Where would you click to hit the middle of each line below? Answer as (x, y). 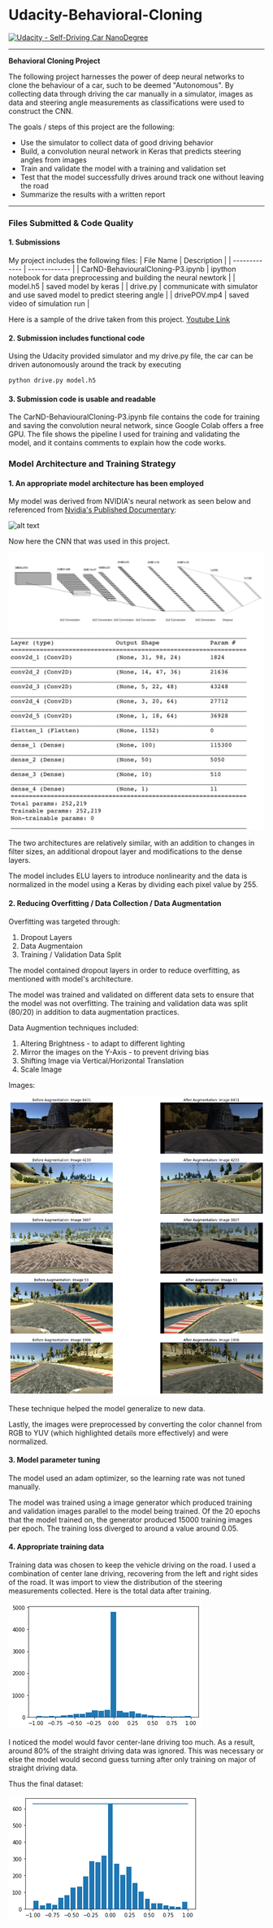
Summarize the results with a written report (93, 194)
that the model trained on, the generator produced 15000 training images (131, 1519)
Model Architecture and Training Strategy (92, 464)
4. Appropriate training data (56, 1547)
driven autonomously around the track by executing (95, 365)
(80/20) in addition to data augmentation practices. (94, 1012)
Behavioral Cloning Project (54, 61)
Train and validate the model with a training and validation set (123, 168)
